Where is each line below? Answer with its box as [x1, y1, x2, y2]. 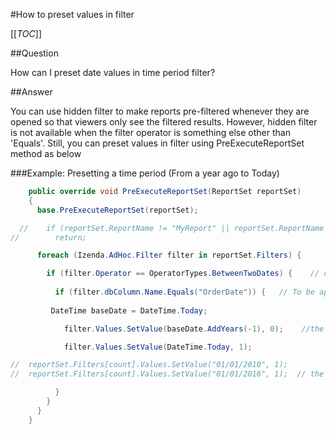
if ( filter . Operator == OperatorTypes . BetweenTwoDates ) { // [46, 269, 320, 279]
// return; [10, 232, 87, 243]
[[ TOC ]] [10, 28, 42, 39]
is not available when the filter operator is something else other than [10, 127, 291, 138]
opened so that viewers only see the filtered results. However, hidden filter [10, 116, 318, 128]
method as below [10, 148, 82, 159]
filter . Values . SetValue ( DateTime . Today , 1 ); [63, 342, 253, 352]
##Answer [10, 86, 53, 98]
